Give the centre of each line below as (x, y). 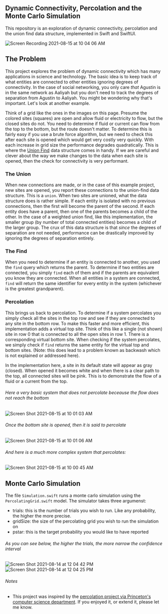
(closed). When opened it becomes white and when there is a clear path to (82, 371)
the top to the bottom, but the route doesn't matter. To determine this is (78, 129)
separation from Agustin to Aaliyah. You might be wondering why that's (79, 98)
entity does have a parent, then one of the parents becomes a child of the (81, 211)
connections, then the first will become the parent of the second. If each (80, 206)
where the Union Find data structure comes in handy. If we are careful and (82, 150)
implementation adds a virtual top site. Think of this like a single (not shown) (84, 329)
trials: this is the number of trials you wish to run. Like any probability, (84, 510)
